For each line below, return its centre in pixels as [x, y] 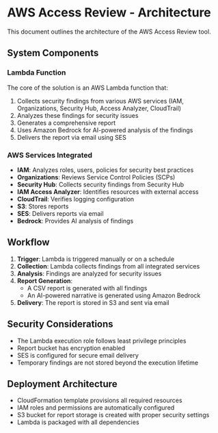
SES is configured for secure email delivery [78, 355]
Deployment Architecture [62, 384]
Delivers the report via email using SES [71, 137]
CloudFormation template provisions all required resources [99, 400]
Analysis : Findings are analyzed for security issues [89, 273]
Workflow [28, 242]
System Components [53, 53]
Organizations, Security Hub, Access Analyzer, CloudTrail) [99, 108]
